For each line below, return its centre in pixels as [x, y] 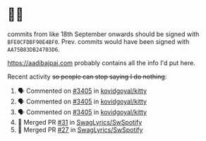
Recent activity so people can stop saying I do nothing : [87, 77]
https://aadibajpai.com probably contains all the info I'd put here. [101, 62]
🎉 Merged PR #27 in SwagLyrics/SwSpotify [80, 130]
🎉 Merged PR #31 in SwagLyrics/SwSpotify [80, 122]
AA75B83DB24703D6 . [34, 49]
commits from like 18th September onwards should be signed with [103, 34]
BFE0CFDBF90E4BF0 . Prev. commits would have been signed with [98, 41]
